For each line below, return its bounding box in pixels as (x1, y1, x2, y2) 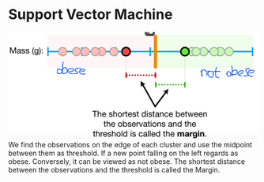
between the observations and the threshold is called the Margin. (8, 165, 221, 175)
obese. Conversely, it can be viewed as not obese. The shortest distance (8, 157, 246, 166)
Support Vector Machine (8, 6, 173, 24)
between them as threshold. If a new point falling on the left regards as (8, 148, 239, 158)
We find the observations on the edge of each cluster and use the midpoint (8, 140, 253, 150)
